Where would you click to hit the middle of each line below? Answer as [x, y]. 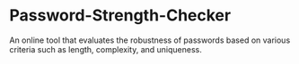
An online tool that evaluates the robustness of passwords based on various [150, 40]
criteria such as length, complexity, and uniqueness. [106, 49]
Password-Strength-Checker [120, 16]
